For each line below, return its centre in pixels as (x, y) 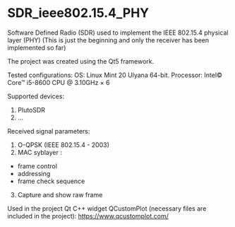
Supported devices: (36, 96)
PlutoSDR (31, 110)
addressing (34, 173)
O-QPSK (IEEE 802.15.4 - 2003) (63, 145)
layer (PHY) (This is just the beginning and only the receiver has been (108, 40)
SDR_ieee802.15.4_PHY (78, 13)
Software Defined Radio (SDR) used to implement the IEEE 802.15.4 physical (118, 33)
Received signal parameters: (49, 131)
